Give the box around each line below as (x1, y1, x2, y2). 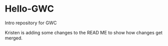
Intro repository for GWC (5, 20, 57, 26)
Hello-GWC (5, 3, 54, 15)
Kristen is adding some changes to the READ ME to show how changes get (5, 29, 163, 35)
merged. (5, 35, 23, 41)
